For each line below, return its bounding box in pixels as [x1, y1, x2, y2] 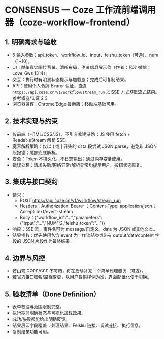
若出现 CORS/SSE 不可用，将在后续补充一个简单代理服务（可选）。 [12, 268, 146, 274]
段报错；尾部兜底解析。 [12, 149, 60, 155]
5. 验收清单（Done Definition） [5, 290, 100, 298]
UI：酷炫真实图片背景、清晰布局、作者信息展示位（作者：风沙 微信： [12, 65, 151, 70]
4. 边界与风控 [5, 254, 45, 263]
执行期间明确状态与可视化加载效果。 [12, 310, 86, 316]
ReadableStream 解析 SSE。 [12, 137, 70, 143]
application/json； [119, 203, 157, 209]
